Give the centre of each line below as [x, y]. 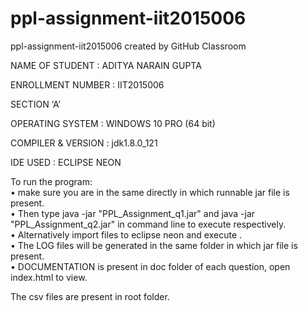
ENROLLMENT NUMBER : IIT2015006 [87, 84]
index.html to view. [49, 277]
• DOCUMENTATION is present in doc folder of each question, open [150, 266]
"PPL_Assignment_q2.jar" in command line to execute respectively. [148, 224]
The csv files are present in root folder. [90, 296]
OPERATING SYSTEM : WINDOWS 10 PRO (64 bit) [113, 123]
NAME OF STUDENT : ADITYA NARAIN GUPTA [106, 65]
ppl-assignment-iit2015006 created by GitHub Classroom [128, 46]
